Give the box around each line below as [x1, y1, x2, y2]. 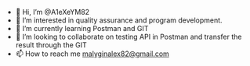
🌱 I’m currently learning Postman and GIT [15, 24, 149, 33]
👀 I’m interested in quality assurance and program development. [15, 16, 223, 25]
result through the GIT [15, 40, 88, 50]
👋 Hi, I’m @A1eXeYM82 [15, 8, 90, 16]
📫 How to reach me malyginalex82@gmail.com [15, 49, 170, 58]
